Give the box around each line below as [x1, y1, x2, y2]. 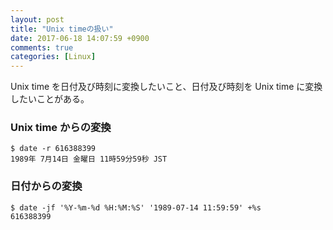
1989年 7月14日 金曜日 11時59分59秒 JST [10, 154, 168, 165]
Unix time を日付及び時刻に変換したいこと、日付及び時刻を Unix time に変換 [10, 81, 323, 93]
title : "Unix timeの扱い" [10, 24, 114, 34]
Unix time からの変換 [10, 121, 112, 135]
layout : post [10, 14, 65, 25]
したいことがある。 [10, 93, 90, 105]
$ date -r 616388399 [10, 144, 97, 154]
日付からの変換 [10, 179, 83, 193]
